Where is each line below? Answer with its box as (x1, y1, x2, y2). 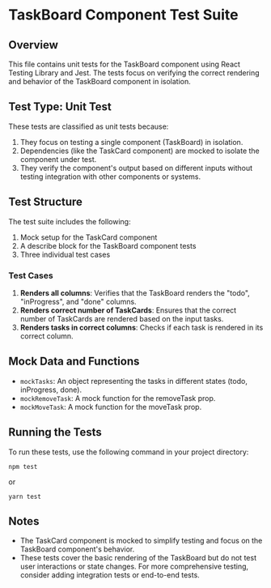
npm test (8, 462, 38, 471)
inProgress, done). (19, 385, 83, 394)
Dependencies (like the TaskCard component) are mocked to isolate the (19, 146, 260, 156)
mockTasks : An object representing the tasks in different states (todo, (19, 376, 248, 386)
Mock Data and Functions (8, 355, 140, 369)
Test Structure (8, 195, 83, 209)
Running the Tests (8, 425, 103, 439)
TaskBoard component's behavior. (19, 544, 135, 554)
